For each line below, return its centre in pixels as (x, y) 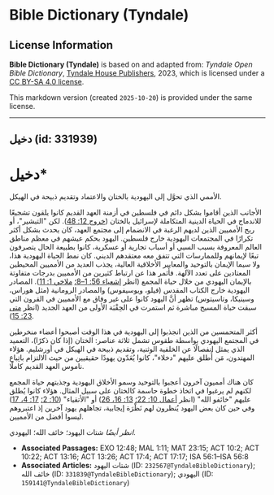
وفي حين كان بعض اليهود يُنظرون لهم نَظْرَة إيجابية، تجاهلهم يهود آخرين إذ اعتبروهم (132, 408)
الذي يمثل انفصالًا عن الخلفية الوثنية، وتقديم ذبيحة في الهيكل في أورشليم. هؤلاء (127, 349)
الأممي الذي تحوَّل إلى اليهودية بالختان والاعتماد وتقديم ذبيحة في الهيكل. (115, 197)
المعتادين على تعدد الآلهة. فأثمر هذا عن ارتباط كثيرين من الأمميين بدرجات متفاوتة (130, 273)
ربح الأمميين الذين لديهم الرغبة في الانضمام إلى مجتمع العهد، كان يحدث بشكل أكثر (132, 230)
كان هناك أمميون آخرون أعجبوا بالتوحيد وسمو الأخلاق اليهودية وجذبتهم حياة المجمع (132, 382)
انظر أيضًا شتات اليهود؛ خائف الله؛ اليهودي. (73, 432)
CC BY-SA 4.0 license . (47, 82)
